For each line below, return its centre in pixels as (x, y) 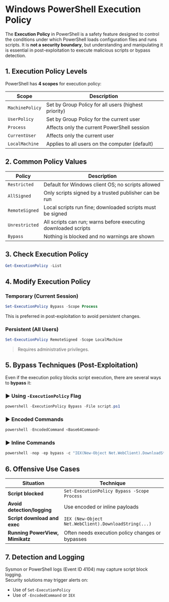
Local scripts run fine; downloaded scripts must (100, 207)
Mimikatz (19, 539)
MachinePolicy (25, 108)
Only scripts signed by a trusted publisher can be (102, 193)
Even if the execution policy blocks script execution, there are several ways (83, 377)
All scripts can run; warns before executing (94, 222)
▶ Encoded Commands (34, 419)
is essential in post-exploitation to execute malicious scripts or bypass (78, 50)
